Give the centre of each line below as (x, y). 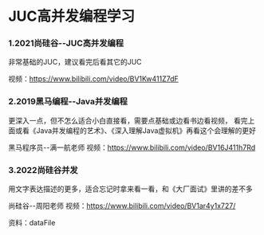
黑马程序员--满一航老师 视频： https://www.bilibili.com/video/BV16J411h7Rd (132, 147)
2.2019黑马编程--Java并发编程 (68, 102)
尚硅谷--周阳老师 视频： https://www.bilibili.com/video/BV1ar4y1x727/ (122, 206)
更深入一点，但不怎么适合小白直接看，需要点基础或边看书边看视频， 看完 (128, 120)
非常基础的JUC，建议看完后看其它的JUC (75, 62)
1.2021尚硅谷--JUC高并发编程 (66, 43)
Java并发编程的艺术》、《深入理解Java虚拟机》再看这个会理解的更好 (146, 130)
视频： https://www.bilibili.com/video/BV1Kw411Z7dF (94, 79)
